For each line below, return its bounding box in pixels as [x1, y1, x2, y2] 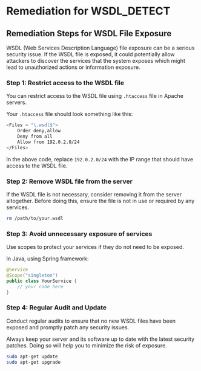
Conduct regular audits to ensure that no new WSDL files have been [6, 317, 176, 324]
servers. [6, 98, 27, 106]
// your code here [17, 283, 64, 289]
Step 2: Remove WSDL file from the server [6, 177, 133, 185]
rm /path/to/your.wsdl [6, 215, 64, 221]
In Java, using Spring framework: [6, 255, 89, 262]
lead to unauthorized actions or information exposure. [6, 63, 140, 71]
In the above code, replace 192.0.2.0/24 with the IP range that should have [6, 155, 194, 163]
